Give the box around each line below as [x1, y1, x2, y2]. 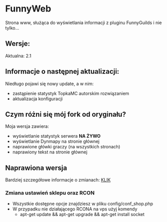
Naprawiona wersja [5, 163, 67, 172]
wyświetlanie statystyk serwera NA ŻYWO [12, 133, 101, 139]
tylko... [5, 25, 20, 31]
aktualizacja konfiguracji [12, 96, 63, 102]
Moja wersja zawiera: [5, 123, 49, 129]
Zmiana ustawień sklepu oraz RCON [5, 189, 95, 196]
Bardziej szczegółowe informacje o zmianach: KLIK [5, 177, 111, 183]
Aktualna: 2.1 [5, 53, 32, 59]
